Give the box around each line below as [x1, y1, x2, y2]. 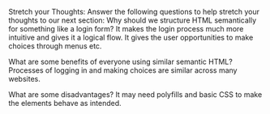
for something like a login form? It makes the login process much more [8, 24, 244, 33]
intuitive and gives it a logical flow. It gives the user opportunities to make [8, 32, 254, 42]
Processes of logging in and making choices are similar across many [8, 65, 238, 75]
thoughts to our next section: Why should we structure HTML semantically [8, 15, 257, 25]
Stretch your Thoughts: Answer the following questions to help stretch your [8, 7, 259, 16]
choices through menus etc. [8, 41, 102, 51]
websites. [8, 74, 41, 83]
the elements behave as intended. [8, 99, 122, 108]
